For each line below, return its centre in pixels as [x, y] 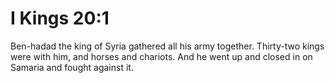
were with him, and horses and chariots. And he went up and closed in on [161, 56]
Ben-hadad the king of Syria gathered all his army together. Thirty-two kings [167, 46]
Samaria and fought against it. [72, 67]
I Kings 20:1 [60, 18]
